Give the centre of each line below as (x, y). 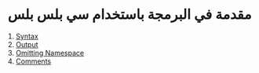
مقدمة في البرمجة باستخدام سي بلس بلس (129, 15)
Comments (33, 61)
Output (27, 44)
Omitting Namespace (50, 53)
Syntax (27, 36)
